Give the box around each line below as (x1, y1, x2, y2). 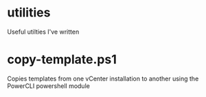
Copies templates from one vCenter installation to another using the (7, 74, 199, 83)
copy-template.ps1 (7, 52, 117, 67)
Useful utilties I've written (7, 28, 80, 36)
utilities (7, 5, 51, 21)
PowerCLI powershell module (7, 81, 91, 90)
